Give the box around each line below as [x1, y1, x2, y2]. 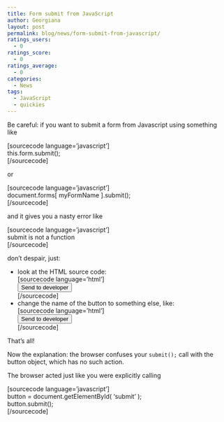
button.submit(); [7, 400, 54, 408]
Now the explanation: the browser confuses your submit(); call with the [7, 350, 214, 358]
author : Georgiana [7, 17, 61, 24]
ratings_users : [7, 36, 52, 43]
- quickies [13, 101, 45, 108]
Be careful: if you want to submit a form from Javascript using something [7, 120, 218, 129]
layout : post [7, 23, 45, 30]
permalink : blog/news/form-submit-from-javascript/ [7, 29, 160, 37]
